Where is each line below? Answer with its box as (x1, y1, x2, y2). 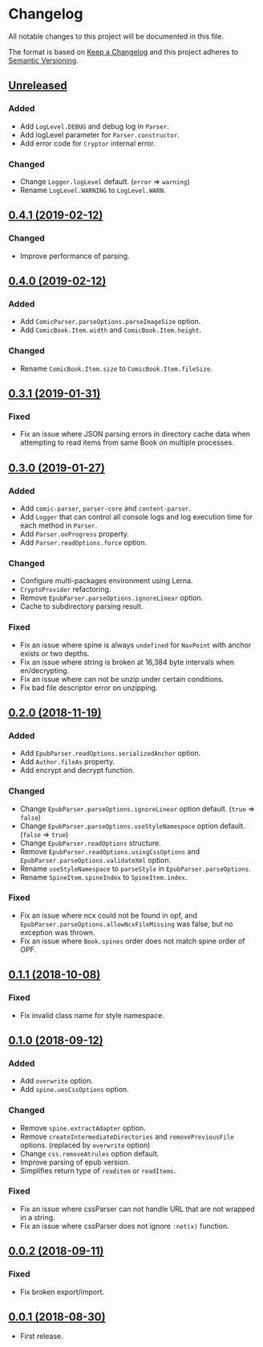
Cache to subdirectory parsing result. (19, 602, 144, 611)
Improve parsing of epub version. (19, 1157, 131, 1167)
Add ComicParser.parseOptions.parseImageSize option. (19, 317, 201, 326)
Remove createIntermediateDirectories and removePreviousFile (19, 1131, 234, 1141)
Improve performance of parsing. (19, 251, 130, 261)
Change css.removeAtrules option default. (19, 1148, 160, 1158)
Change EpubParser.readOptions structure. (19, 838, 162, 848)
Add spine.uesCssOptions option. (19, 1085, 130, 1094)
